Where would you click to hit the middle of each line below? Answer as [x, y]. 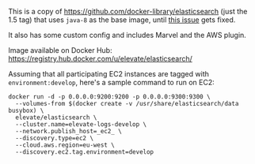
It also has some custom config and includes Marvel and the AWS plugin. [127, 35]
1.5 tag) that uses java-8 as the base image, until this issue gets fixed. [122, 20]
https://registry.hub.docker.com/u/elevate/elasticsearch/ [100, 59]
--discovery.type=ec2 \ [54, 138]
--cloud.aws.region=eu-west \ [65, 145]
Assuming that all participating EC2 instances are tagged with [109, 74]
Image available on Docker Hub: [60, 50]
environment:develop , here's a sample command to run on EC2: [112, 82]
